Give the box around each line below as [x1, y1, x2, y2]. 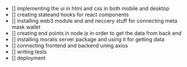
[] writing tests [11, 48, 47, 55]
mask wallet [11, 23, 41, 30]
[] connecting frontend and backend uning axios [11, 42, 129, 49]
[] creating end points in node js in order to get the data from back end [11, 30, 182, 37]
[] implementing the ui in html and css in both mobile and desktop [11, 5, 169, 12]
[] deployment [11, 55, 46, 61]
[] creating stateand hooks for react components [11, 11, 129, 18]
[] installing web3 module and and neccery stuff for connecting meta [11, 17, 178, 24]
